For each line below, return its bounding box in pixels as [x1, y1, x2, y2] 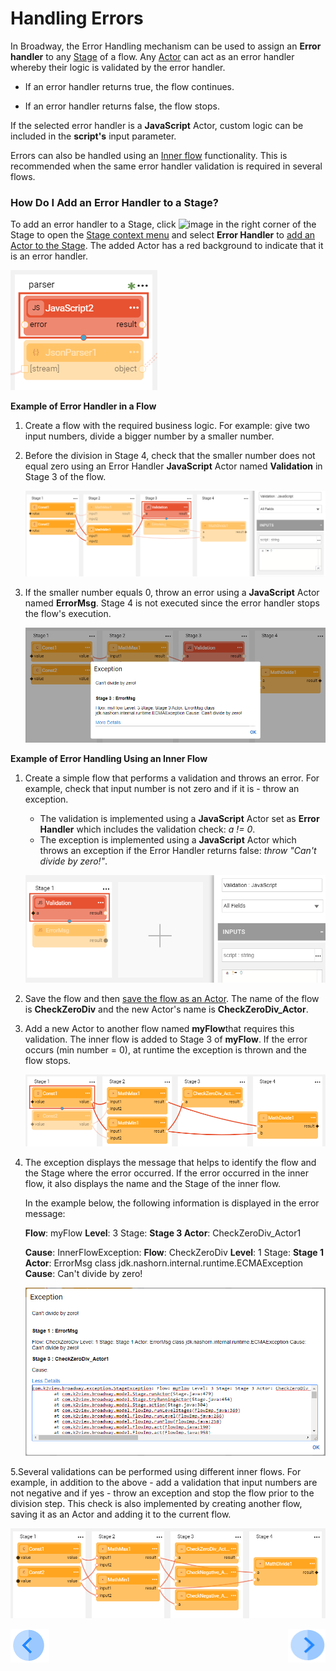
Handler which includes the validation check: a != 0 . [39, 823, 256, 835]
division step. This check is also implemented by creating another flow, [10, 1497, 303, 1509]
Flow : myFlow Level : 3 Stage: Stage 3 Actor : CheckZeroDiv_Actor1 [24, 1227, 302, 1239]
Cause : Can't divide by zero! [24, 1267, 143, 1279]
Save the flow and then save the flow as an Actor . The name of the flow [24, 992, 320, 1004]
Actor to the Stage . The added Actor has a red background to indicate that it [10, 240, 324, 252]
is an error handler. [10, 250, 89, 262]
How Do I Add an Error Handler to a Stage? [10, 195, 220, 209]
